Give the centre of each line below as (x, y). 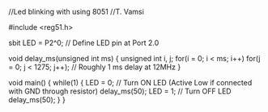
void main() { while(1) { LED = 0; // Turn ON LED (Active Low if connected (130, 83)
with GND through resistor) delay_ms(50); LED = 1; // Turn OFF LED (120, 91)
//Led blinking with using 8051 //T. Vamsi (76, 12)
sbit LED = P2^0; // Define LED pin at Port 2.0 (84, 43)
